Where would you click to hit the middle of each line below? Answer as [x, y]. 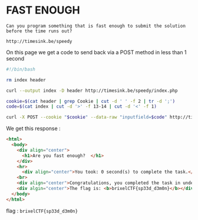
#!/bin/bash [21, 69]
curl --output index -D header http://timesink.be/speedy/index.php [92, 91]
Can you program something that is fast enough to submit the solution [96, 26]
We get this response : [33, 129]
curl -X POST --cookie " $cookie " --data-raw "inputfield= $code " [87, 117]
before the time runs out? [39, 31]
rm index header [26, 80]
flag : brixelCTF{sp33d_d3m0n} [42, 211]
